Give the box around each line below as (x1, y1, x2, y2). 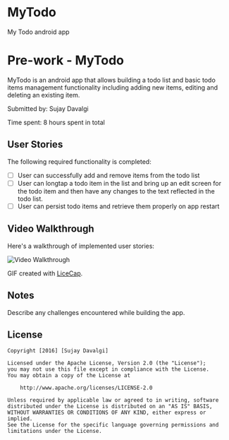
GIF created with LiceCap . (7, 269, 83, 278)
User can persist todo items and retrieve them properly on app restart (17, 202, 220, 210)
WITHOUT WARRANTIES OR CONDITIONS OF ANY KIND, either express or (7, 409, 206, 417)
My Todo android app (7, 28, 70, 36)
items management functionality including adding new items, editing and (7, 83, 218, 92)
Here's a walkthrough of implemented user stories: (7, 242, 155, 250)
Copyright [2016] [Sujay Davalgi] (7, 347, 109, 355)
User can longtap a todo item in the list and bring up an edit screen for (17, 179, 222, 187)
